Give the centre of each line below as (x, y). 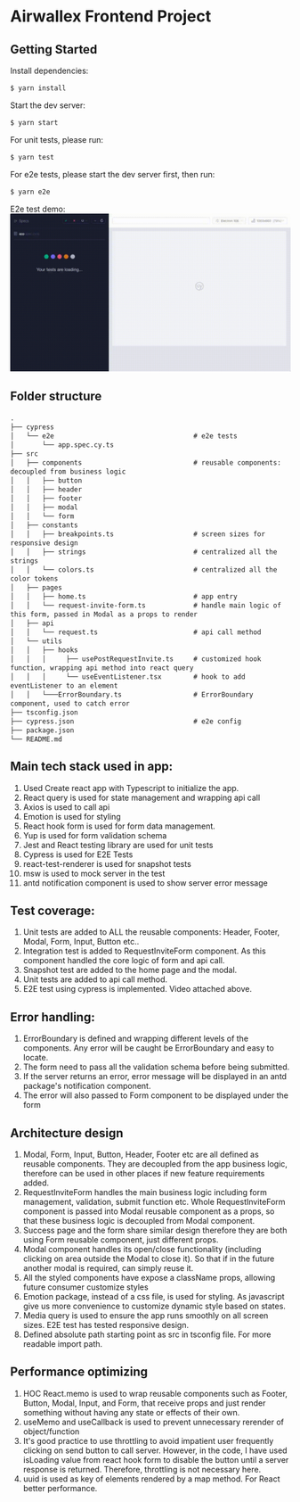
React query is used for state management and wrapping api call (142, 797)
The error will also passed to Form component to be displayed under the (155, 1095)
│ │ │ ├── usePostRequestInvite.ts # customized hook (136, 659)
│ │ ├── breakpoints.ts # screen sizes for (138, 534)
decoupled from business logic (68, 471)
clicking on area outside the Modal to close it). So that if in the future (149, 1259)
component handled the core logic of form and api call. (124, 961)
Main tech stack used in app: (92, 767)
